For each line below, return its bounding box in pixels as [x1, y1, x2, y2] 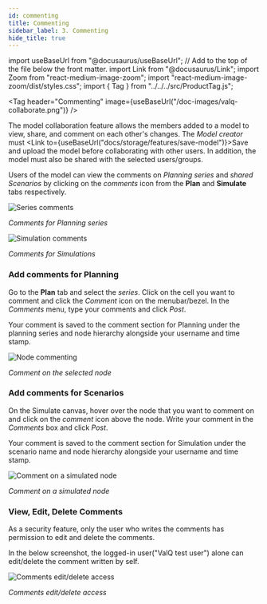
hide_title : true [8, 34, 66, 42]
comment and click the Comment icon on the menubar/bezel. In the [8, 296, 230, 305]
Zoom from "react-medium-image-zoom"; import [8, 73, 170, 82]
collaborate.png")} [8, 105, 69, 115]
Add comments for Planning [8, 269, 120, 280]
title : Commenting [8, 19, 69, 27]
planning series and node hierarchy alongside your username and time [8, 328, 241, 338]
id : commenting [8, 11, 59, 20]
